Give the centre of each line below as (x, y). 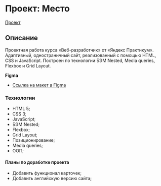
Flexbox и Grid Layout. (28, 65)
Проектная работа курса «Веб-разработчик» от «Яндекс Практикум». (80, 50)
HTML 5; (21, 109)
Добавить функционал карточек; (47, 173)
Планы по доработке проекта (37, 162)
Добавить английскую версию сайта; (52, 179)
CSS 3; (19, 114)
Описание (21, 38)
